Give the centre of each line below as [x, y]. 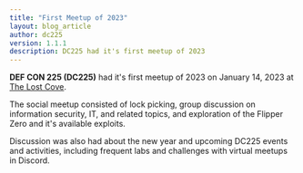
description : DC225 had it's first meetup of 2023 [107, 52]
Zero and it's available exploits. [67, 124]
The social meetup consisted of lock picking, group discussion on [133, 104]
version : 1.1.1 [38, 43]
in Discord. [30, 160]
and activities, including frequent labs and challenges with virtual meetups [149, 151]
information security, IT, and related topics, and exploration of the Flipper [146, 114]
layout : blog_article [50, 26]
